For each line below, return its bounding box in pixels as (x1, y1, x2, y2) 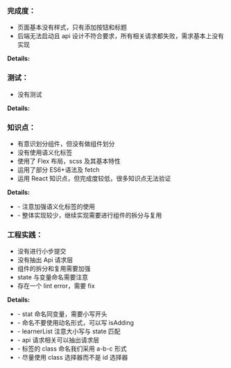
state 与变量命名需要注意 (17, 273, 89, 281)
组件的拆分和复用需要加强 (17, 265, 91, 273)
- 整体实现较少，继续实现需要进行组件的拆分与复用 (17, 211, 162, 219)
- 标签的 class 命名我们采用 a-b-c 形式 (17, 344, 127, 353)
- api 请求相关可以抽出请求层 (17, 336, 99, 344)
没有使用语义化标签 (17, 148, 73, 157)
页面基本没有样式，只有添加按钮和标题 (17, 23, 127, 32)
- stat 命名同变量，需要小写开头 (17, 310, 108, 318)
